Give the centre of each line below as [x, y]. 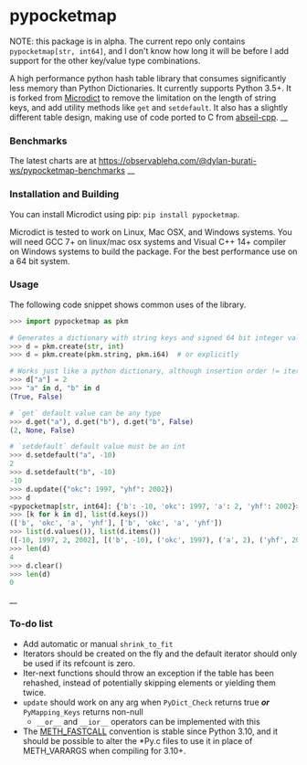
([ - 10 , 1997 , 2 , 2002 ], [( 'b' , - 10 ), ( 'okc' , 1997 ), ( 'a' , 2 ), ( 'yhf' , [149, 540]
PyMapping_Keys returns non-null [83, 712]
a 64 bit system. [40, 260]
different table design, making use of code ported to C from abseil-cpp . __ [149, 117]
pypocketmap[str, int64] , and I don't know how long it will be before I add [149, 50]
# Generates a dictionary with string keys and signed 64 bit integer [147, 338]
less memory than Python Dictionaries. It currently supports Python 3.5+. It [151, 88]
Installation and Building [64, 195]
